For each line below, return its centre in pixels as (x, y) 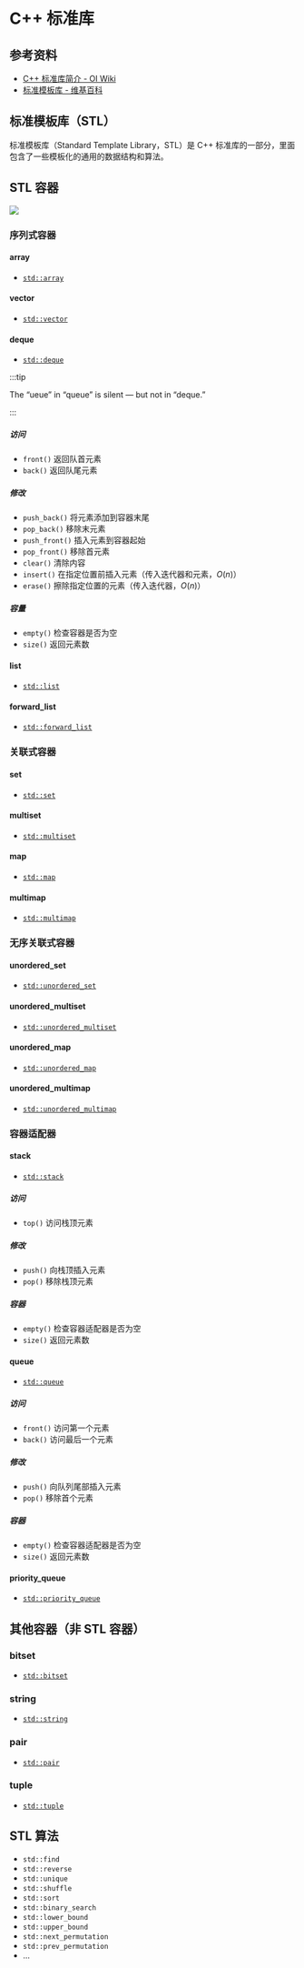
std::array (43, 278)
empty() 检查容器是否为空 (70, 633)
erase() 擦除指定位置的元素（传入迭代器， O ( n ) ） (114, 586)
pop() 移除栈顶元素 (58, 1281)
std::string (45, 1720)
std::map (39, 878)
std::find (41, 1859)
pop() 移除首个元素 (58, 1498)
